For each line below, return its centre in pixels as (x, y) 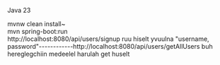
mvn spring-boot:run (37, 31)
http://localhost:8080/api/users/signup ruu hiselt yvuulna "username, (109, 39)
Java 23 (19, 10)
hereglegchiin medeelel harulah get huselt (69, 54)
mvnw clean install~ (36, 24)
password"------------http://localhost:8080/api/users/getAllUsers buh (110, 46)
